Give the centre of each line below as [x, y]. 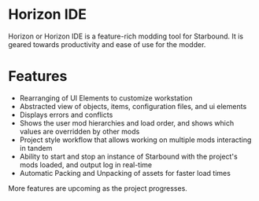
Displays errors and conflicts [66, 115]
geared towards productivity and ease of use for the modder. [107, 44]
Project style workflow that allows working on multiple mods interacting [135, 140]
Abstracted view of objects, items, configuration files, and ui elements [133, 106]
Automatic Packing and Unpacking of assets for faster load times [125, 173]
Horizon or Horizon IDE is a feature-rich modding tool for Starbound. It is [126, 36]
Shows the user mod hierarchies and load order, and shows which [127, 122]
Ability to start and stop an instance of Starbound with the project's [128, 156]
